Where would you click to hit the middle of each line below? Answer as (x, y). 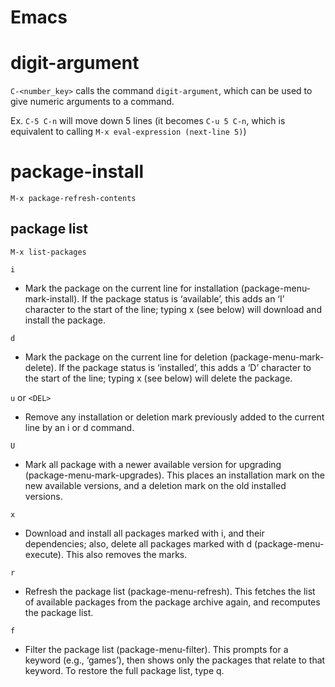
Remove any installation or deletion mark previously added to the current (174, 417)
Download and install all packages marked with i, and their (144, 533)
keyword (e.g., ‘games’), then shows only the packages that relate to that (175, 660)
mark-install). (52, 298)
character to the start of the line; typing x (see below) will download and (173, 309)
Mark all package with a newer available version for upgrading (153, 464)
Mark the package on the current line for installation (131, 288)
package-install (77, 172)
